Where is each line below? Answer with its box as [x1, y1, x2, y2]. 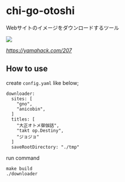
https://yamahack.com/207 [6, 47, 72, 54]
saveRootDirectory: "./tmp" [11, 144, 80, 150]
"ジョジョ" [16, 133, 40, 140]
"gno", [16, 101, 33, 107]
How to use [6, 64, 48, 74]
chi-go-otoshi [6, 4, 75, 18]
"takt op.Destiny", [16, 128, 64, 133]
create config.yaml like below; [6, 79, 79, 86]
